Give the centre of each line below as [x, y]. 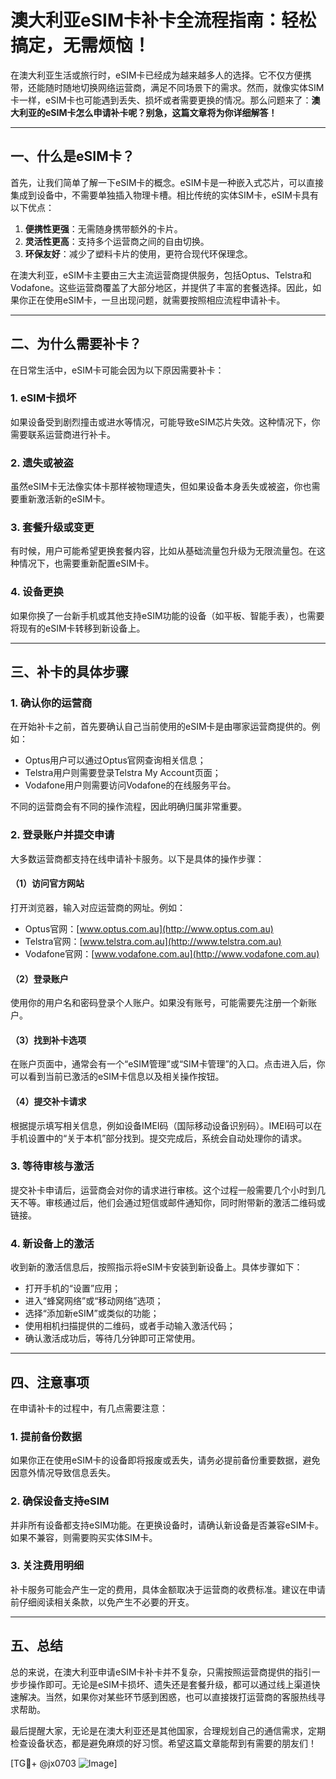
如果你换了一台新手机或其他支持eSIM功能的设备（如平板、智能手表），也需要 [167, 615]
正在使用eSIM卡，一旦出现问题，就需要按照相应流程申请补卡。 [156, 300]
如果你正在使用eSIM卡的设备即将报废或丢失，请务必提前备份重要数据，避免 [165, 1460]
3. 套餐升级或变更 [52, 528]
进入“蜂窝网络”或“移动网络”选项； [94, 1301]
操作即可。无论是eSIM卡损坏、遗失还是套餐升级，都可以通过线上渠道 [169, 1684]
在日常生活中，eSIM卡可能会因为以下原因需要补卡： [117, 370]
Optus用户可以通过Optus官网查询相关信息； [115, 760]
